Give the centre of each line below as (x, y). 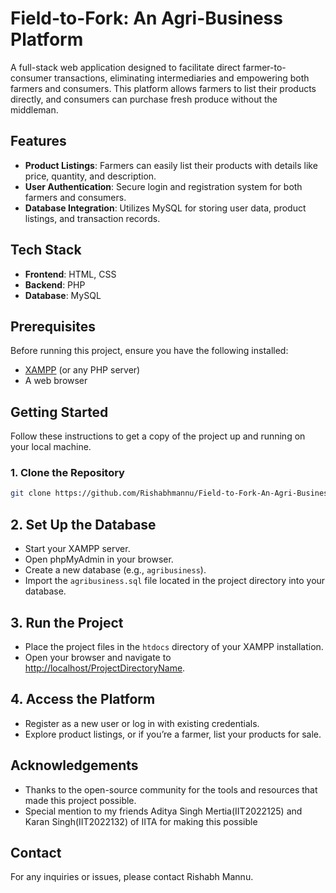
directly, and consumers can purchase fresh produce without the (144, 99)
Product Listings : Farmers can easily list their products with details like (171, 165)
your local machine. (51, 447)
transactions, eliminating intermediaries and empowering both (181, 78)
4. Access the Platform (83, 699)
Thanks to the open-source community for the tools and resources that (171, 789)
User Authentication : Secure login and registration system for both (163, 186)
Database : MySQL (63, 295)
